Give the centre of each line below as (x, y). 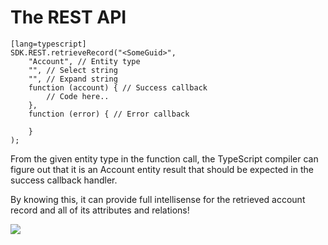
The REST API (68, 17)
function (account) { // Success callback (118, 87)
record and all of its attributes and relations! (100, 210)
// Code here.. (78, 96)
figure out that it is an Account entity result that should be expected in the (162, 169)
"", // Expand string (73, 79)
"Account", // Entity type (84, 61)
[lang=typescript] (48, 44)
